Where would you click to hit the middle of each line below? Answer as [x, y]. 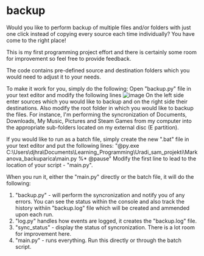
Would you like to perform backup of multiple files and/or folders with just [99, 27]
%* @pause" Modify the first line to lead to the [137, 158]
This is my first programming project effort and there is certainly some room [101, 52]
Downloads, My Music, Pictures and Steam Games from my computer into [99, 121]
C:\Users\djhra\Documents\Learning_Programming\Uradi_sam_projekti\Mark [102, 152]
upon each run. [34, 214]
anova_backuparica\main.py [42, 158]
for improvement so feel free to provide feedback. [69, 58]
